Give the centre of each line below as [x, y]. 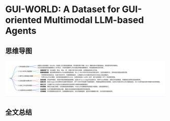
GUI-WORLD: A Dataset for [63, 9]
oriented [24, 20]
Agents [21, 31]
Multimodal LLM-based [94, 20]
